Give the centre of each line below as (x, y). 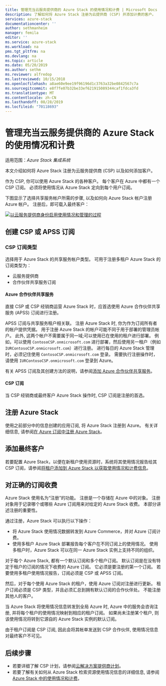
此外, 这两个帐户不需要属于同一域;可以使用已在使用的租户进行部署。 (84, 336)
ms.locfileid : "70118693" (32, 107)
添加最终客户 (25, 449)
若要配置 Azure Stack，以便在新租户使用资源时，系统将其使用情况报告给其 (81, 462)
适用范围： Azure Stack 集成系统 (38, 160)
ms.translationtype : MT (30, 93)
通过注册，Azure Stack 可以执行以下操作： (49, 521)
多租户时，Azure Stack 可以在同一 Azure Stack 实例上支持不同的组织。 (84, 550)
